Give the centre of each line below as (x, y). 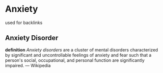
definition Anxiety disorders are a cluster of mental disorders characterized (81, 49)
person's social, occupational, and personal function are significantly (75, 60)
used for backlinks (24, 23)
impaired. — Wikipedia (28, 65)
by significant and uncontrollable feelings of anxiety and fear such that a (78, 55)
